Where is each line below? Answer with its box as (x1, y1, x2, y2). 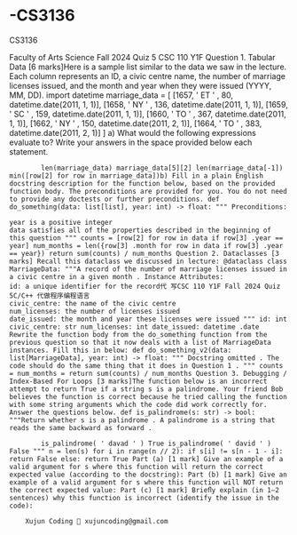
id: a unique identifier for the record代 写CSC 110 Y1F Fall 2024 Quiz (9, 282, 281, 291)
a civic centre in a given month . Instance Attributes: (9, 272, 224, 281)
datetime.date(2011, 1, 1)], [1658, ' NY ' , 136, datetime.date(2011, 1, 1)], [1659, (9, 99, 288, 109)
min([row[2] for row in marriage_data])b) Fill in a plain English (9, 171, 264, 180)
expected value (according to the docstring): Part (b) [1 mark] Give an (9, 470, 288, 479)
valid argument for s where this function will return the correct (9, 462, 264, 471)
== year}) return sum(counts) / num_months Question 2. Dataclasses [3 (9, 249, 279, 258)
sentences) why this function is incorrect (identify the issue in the (9, 493, 279, 502)
